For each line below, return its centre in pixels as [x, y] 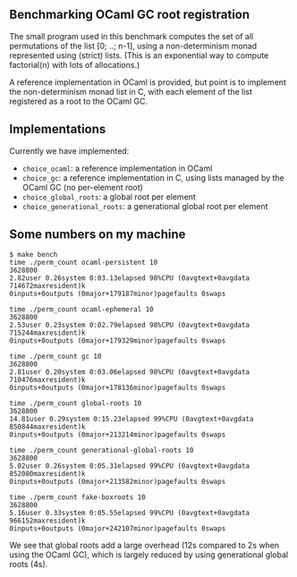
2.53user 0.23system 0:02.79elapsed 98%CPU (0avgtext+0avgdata [130, 326]
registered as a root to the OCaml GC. [79, 101]
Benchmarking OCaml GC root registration [130, 15]
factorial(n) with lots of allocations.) [75, 64]
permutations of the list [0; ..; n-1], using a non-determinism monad [133, 46]
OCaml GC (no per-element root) [82, 187]
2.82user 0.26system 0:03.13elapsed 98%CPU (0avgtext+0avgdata [130, 278]
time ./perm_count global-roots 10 [76, 403]
